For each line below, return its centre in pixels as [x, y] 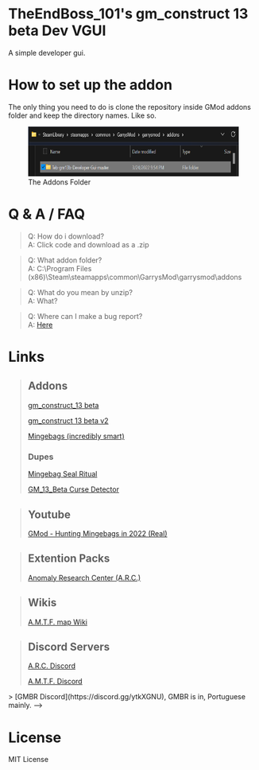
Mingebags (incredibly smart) [76, 436]
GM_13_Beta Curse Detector [73, 489]
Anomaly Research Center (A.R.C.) [84, 577]
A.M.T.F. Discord [55, 682]
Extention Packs [69, 559]
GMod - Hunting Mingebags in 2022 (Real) [97, 533]
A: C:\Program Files [60, 268]
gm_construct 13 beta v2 [68, 420]
